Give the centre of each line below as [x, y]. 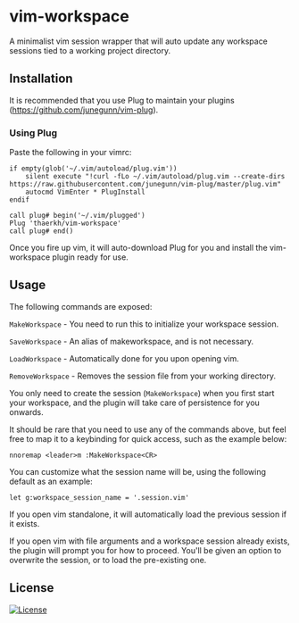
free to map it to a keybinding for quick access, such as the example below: [148, 438]
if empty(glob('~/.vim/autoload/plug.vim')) [93, 169]
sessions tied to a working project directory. [90, 50]
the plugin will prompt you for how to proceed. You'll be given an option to [145, 550]
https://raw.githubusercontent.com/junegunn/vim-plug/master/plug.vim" [145, 185]
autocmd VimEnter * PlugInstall [85, 192]
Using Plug [33, 133]
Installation [41, 79]
